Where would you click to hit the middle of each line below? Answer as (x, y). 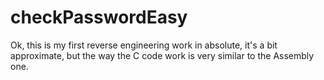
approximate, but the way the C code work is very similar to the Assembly (162, 55)
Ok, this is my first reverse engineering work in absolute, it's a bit (144, 45)
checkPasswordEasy (99, 17)
